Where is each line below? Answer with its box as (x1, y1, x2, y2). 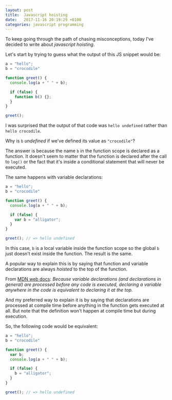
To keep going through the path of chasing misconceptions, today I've (5, 36, 154, 42)
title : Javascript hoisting (5, 12, 68, 17)
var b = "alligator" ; (14, 217, 61, 222)
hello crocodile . (5, 128, 42, 134)
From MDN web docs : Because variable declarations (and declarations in (5, 276, 161, 282)
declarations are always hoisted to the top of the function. (5, 266, 128, 272)
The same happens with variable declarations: (5, 174, 103, 180)
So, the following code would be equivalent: (5, 323, 99, 329)
